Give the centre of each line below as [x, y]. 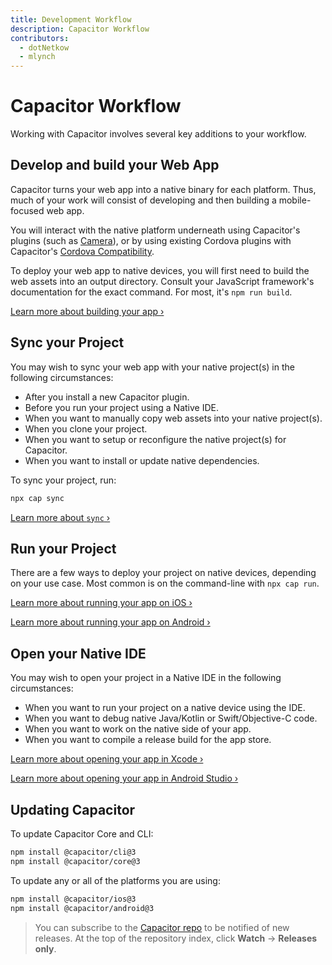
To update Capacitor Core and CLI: [82, 834]
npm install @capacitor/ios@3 [73, 899]
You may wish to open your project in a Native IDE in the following [146, 678]
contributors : [40, 38]
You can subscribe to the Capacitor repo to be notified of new [162, 927]
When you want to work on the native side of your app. [138, 729]
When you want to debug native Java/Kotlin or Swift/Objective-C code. [171, 718]
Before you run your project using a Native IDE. [121, 407]
